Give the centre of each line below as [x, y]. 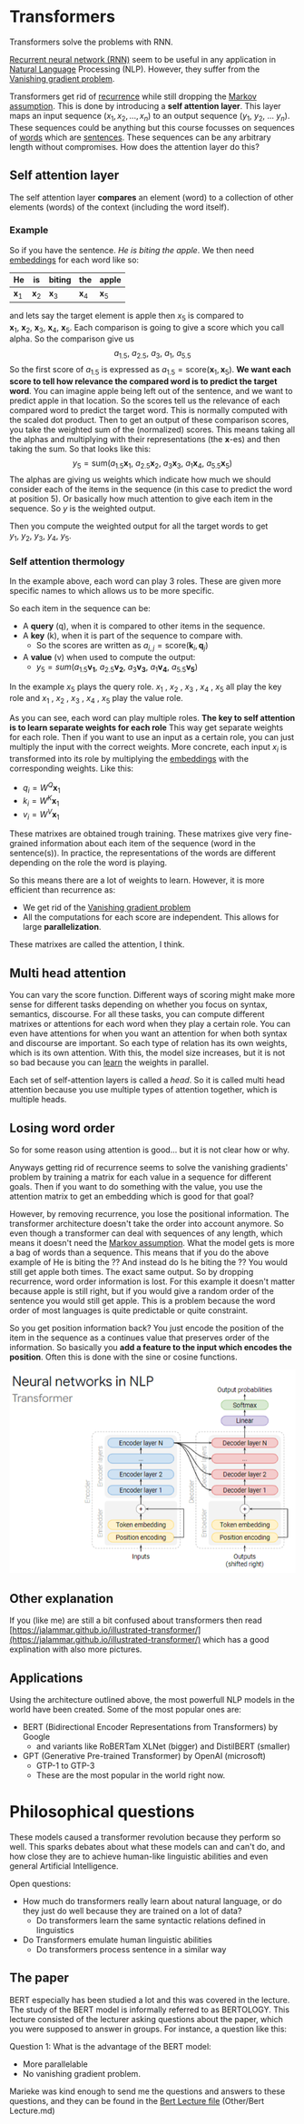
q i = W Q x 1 [41, 788]
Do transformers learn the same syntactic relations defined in [151, 1920]
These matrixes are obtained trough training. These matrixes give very [141, 834]
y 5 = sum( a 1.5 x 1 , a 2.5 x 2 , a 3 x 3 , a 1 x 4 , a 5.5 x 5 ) [152, 464]
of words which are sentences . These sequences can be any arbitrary [140, 137]
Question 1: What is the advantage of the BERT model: [110, 2046]
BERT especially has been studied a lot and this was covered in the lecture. [150, 2000]
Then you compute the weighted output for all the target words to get [139, 526]
